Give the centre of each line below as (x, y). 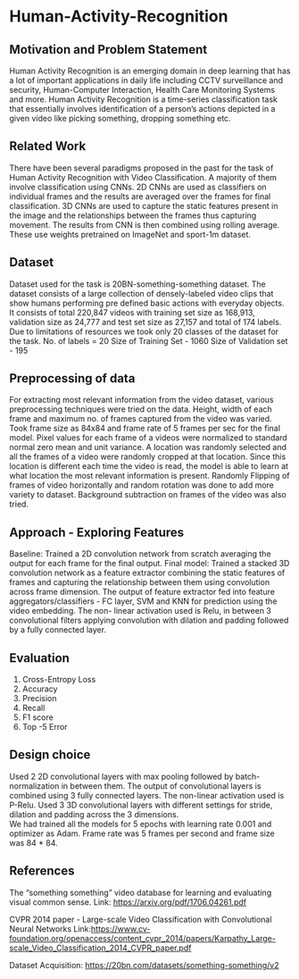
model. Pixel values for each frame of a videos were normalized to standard (148, 438)
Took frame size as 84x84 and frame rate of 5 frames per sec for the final (145, 428)
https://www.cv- (120, 929)
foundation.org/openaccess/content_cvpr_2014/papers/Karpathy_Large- (143, 938)
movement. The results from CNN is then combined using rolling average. (145, 224)
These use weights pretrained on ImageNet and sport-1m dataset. (130, 234)
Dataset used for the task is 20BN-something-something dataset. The (137, 284)
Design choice (50, 755)
